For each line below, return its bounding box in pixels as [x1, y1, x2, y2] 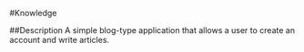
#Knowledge [9, 8, 57, 18]
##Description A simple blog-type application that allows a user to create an [9, 25, 296, 35]
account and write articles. [9, 35, 110, 45]
